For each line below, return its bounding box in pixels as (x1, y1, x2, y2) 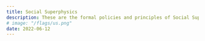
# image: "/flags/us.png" (6, 20, 72, 26)
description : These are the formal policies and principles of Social (6, 14, 190, 20)
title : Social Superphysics (6, 8, 78, 15)
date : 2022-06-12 (6, 25, 51, 32)
